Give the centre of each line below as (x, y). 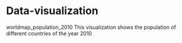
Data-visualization (52, 11)
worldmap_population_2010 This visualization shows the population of (91, 27)
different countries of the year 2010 (49, 33)
